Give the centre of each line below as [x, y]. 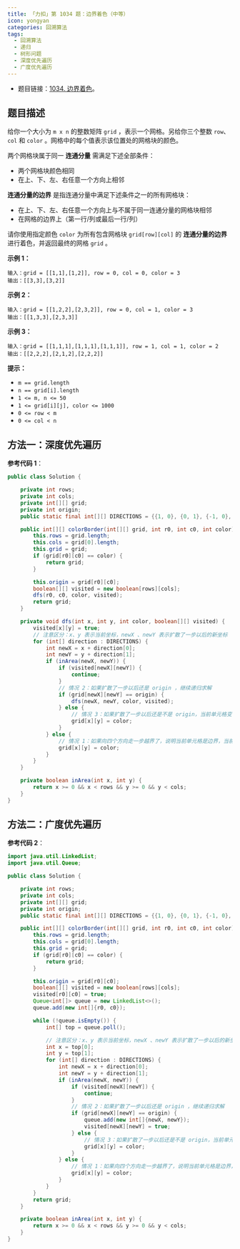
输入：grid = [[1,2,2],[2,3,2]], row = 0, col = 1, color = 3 [100, 310]
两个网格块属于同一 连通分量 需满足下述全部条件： [81, 156]
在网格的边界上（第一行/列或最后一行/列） [79, 219]
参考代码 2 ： [26, 843]
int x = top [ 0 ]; [70, 1047]
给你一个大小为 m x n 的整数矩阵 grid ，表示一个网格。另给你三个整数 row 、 [119, 131]
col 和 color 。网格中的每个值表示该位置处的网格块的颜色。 [95, 141]
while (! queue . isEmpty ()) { [75, 1020]
